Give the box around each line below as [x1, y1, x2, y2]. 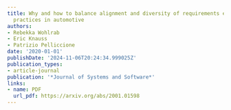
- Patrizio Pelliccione [7, 42, 76, 49]
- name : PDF [7, 86, 41, 93]
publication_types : [7, 61, 63, 68]
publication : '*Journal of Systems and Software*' [7, 73, 155, 81]
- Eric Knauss [7, 36, 48, 42]
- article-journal [7, 67, 60, 74]
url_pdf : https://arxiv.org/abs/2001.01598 [13, 93, 140, 100]
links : [7, 80, 26, 87]
